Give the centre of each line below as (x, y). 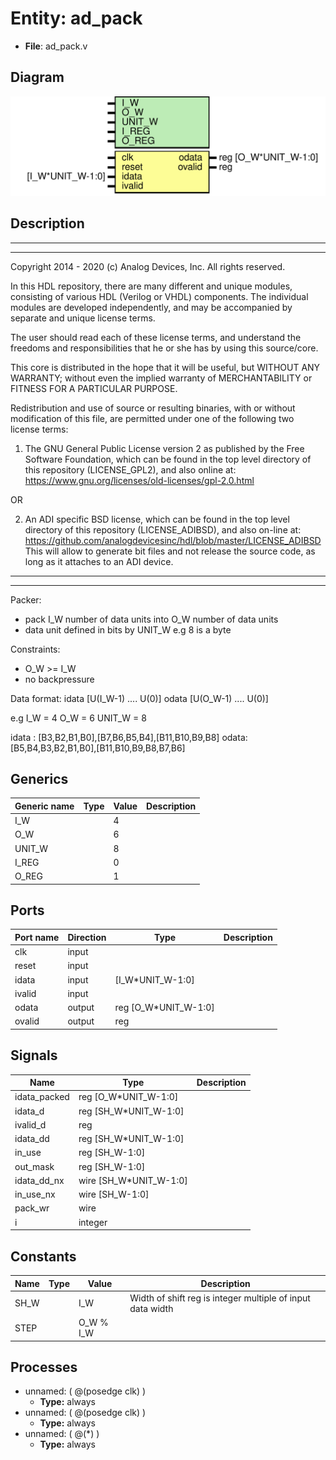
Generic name (44, 806)
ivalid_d (30, 1124)
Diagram (37, 77)
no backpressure (59, 679)
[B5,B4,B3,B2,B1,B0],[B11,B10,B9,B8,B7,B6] (98, 748)
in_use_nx (35, 1194)
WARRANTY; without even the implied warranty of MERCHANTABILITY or (161, 378)
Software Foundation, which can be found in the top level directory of (168, 459)
